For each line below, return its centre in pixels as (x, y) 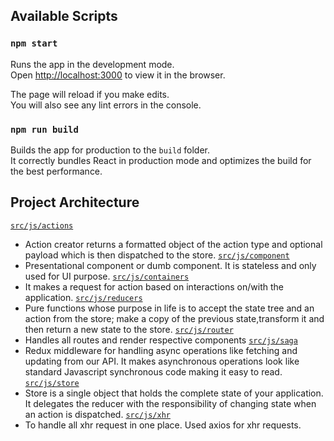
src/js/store (52, 383)
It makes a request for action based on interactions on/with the (154, 286)
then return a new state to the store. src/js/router (129, 329)
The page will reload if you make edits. (90, 94)
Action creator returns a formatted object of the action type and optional (173, 244)
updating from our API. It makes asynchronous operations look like (162, 361)
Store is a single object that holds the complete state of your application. (174, 393)
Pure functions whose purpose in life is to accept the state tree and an (169, 308)
